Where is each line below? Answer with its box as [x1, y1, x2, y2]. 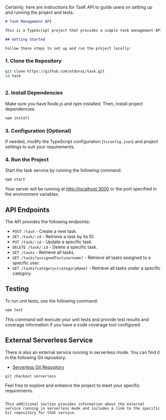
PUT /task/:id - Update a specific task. [12, 239, 93, 245]
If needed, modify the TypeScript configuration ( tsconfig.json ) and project [5, 139, 158, 145]
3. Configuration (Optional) [5, 127, 72, 134]
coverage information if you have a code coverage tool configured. [5, 321, 142, 327]
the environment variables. [5, 191, 60, 197]
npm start [5, 177, 26, 182]
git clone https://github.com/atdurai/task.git [5, 69, 105, 74]
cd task [5, 73, 21, 78]
